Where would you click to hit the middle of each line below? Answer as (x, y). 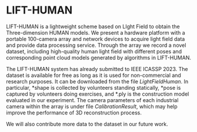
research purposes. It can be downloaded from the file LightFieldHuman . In (97, 81)
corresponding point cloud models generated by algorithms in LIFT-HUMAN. (99, 57)
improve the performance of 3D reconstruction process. (74, 113)
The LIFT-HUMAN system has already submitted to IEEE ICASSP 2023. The (97, 69)
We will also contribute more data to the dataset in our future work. (87, 124)
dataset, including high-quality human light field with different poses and (94, 51)
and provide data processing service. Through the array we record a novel (96, 45)
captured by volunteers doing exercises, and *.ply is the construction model (98, 94)
